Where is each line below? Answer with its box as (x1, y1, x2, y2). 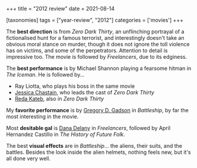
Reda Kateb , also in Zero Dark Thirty (14, 95, 104, 102)
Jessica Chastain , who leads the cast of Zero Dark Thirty (14, 89, 154, 96)
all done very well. (6, 155, 51, 162)
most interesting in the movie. (6, 113, 79, 120)
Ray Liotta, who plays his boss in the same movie (14, 83, 135, 90)
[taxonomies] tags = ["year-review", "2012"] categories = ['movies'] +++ (6, 17, 184, 23)
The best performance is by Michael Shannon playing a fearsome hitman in (6, 65, 192, 72)
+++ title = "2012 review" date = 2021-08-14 (6, 5, 115, 12)
